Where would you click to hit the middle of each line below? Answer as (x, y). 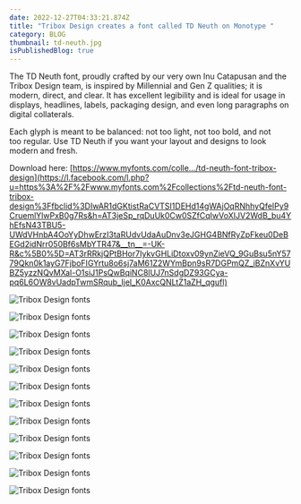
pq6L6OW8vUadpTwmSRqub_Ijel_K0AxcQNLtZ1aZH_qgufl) (119, 282)
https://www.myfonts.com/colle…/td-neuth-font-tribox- (174, 168)
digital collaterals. (42, 115)
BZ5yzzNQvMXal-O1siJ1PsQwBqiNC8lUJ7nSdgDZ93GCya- (119, 273)
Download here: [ (41, 168)
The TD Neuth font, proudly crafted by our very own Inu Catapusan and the (148, 76)
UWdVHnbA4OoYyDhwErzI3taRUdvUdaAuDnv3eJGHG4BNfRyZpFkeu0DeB (149, 235)
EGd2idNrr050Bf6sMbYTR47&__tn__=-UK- (87, 244)
